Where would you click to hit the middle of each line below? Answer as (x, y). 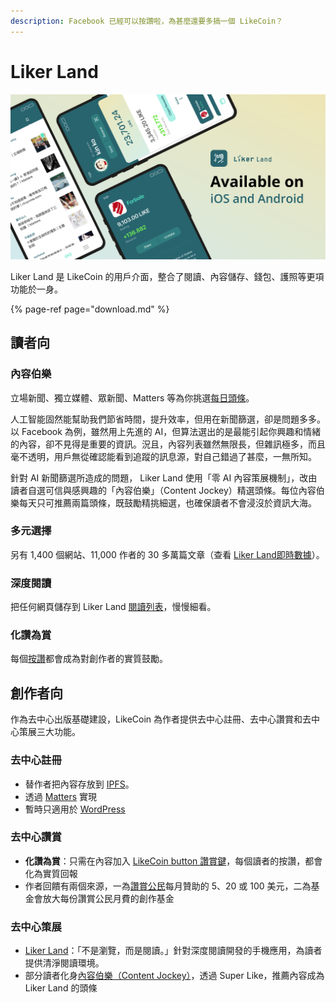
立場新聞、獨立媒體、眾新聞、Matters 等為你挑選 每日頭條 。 (132, 397)
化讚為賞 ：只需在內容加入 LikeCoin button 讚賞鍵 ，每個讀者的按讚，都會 (173, 861)
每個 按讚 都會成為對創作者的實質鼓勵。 (89, 659)
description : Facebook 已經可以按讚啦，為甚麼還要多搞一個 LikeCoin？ (146, 21)
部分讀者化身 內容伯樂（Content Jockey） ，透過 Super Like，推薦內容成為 (174, 976)
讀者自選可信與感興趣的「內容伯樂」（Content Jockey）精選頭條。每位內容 (163, 490)
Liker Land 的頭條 (61, 988)
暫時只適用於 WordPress (75, 809)
